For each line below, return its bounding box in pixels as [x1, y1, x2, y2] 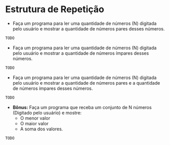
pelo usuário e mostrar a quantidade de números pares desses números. [12, 25, 165, 31]
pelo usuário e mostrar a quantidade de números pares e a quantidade [12, 80, 160, 86]
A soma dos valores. [20, 126, 63, 132]
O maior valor [20, 120, 49, 126]
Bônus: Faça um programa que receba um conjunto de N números [12, 104, 152, 110]
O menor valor [20, 115, 51, 121]
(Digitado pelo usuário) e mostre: [12, 110, 82, 116]
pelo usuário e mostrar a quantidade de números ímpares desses [12, 50, 149, 56]
